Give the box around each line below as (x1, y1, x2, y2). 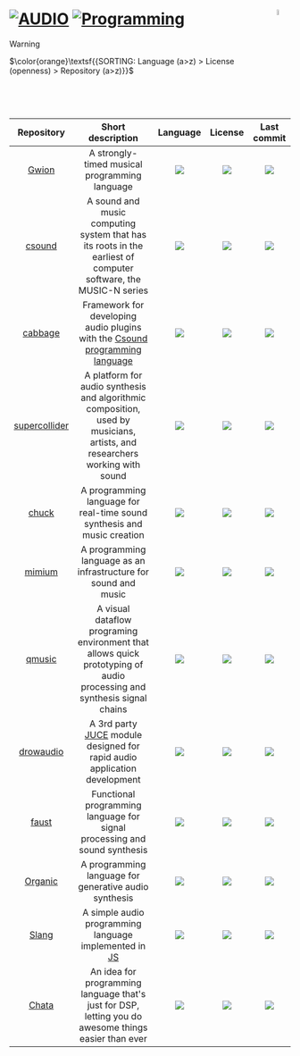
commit (253, 132, 287, 145)
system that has (79, 229, 147, 241)
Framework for (82, 299, 145, 312)
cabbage (22, 327, 61, 339)
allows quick (87, 648, 140, 660)
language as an (81, 555, 146, 567)
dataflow (95, 614, 132, 626)
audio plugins (84, 322, 142, 334)
